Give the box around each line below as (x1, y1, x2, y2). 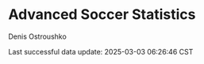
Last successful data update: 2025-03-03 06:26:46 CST (8, 47, 194, 56)
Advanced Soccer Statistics (8, 6, 196, 24)
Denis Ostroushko (8, 32, 67, 41)
